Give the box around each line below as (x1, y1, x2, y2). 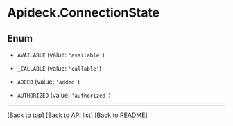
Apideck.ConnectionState (7, 5, 160, 21)
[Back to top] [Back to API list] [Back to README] (7, 111, 148, 119)
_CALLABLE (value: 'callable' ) (17, 64, 102, 72)
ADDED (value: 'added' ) (17, 78, 80, 86)
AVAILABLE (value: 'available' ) (17, 51, 105, 59)
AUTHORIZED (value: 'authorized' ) (17, 91, 111, 99)
